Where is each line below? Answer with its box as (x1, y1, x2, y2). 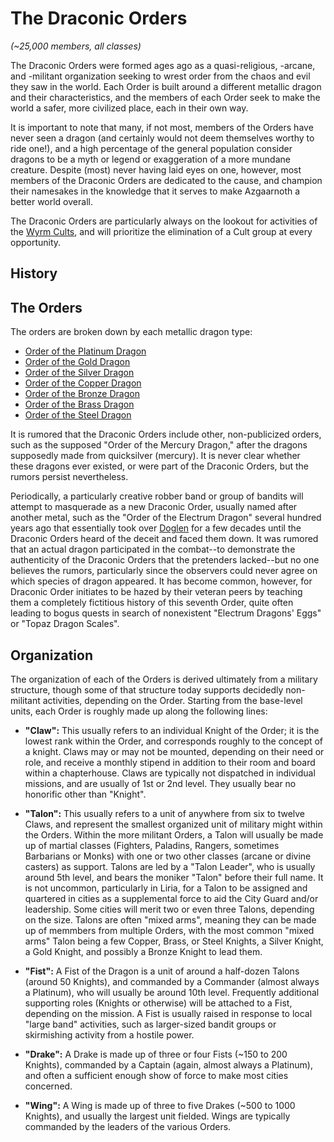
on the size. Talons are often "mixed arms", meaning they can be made (24, 913, 317, 926)
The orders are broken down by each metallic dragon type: (10, 326, 253, 338)
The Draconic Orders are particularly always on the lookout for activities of (10, 215, 318, 227)
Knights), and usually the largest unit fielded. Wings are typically (24, 1110, 291, 1122)
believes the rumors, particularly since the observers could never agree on (10, 565, 318, 577)
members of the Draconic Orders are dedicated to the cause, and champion (10, 174, 323, 186)
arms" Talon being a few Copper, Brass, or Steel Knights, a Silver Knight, (24, 935, 324, 947)
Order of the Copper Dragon (24, 377, 142, 389)
